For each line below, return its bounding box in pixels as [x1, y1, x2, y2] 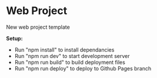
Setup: [6, 35, 23, 42]
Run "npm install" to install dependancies [14, 46, 115, 53]
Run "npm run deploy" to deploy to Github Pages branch [14, 65, 152, 72]
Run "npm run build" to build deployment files [14, 59, 125, 66]
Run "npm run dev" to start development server [14, 52, 130, 59]
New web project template [6, 23, 71, 30]
